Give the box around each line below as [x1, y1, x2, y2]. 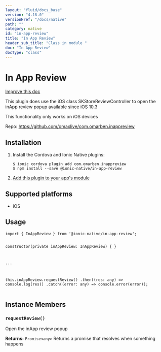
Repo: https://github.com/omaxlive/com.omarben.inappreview [5, 123, 135, 130]
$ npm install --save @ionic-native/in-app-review [12, 166, 122, 171]
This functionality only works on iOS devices [5, 114, 98, 120]
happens [5, 341, 24, 347]
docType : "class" [5, 50, 42, 55]
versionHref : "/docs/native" [5, 17, 67, 22]
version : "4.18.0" [5, 12, 44, 17]
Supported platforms [5, 189, 72, 198]
